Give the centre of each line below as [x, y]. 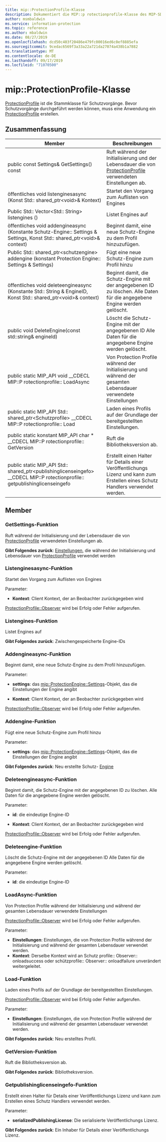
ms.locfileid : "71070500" [32, 65]
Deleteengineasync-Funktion [41, 779]
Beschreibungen [132, 143]
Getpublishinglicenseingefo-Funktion [51, 1085]
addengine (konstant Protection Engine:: [54, 258]
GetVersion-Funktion [31, 1051]
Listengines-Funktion [31, 621]
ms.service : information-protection [43, 24]
